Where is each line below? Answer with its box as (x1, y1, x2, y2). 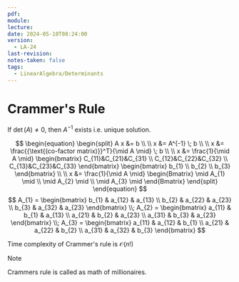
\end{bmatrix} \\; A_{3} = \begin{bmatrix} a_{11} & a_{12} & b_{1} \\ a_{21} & (10, 219, 230, 227)
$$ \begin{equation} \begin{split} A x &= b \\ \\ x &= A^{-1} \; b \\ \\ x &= (15, 140, 225, 148)
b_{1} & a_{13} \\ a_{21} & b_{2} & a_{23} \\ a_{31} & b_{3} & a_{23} (24, 211, 216, 219)
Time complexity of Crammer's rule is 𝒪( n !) (7, 240, 134, 249)
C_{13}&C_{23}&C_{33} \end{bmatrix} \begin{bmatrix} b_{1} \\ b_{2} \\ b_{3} (9, 162, 231, 171)
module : (7, 17, 31, 24)
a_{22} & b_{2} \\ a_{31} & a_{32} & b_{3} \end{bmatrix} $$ (34, 226, 205, 235)
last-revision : (7, 51, 53, 58)
